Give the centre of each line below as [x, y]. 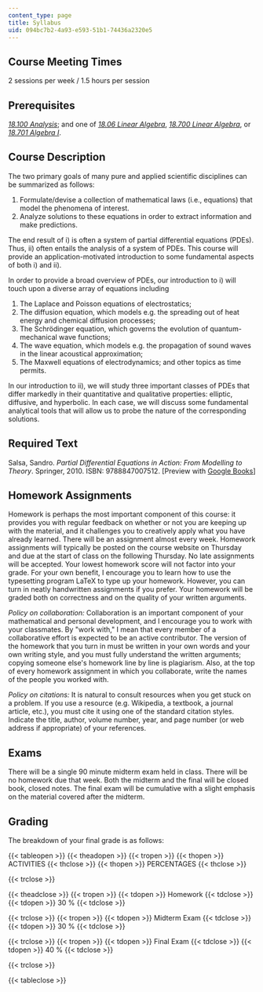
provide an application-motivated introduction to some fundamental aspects [131, 257]
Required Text [43, 444]
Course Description [57, 157]
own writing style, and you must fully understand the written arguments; [125, 655]
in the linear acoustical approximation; [81, 353]
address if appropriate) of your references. [77, 728]
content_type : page [40, 15]
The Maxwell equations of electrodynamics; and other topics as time [130, 362]
